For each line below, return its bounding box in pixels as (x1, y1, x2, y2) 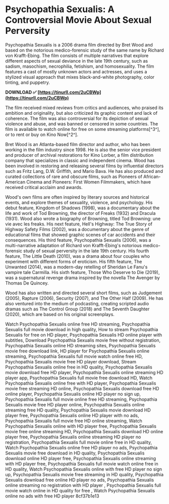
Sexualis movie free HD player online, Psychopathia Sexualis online (5, 401, 145, 407)
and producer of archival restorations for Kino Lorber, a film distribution (5, 152, 154, 158)
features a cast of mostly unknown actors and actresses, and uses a (5, 68, 147, 74)
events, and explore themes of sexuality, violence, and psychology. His (5, 199, 153, 205)
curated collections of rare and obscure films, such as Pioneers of (5, 173, 143, 179)
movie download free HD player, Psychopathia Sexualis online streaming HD (5, 369, 164, 375)
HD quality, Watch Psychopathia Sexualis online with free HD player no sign (5, 466, 162, 472)
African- (143, 173, 161, 179)
